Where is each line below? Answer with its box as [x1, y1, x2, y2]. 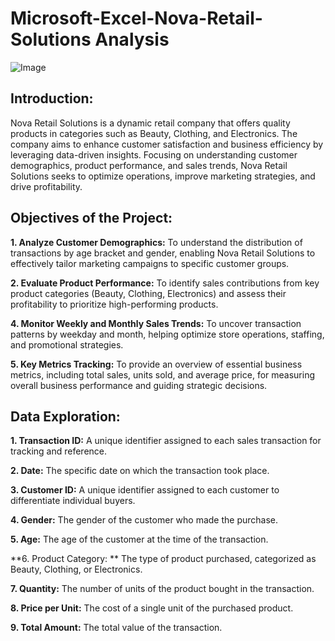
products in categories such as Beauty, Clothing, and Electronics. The [10, 127, 298, 139]
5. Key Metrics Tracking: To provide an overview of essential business [10, 358, 303, 370]
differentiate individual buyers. [10, 495, 136, 507]
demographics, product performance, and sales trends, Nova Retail [10, 159, 288, 171]
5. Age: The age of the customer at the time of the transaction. [10, 533, 269, 546]
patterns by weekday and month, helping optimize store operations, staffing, [10, 328, 325, 340]
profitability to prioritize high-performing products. [10, 298, 219, 310]
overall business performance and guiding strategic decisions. [10, 379, 268, 391]
